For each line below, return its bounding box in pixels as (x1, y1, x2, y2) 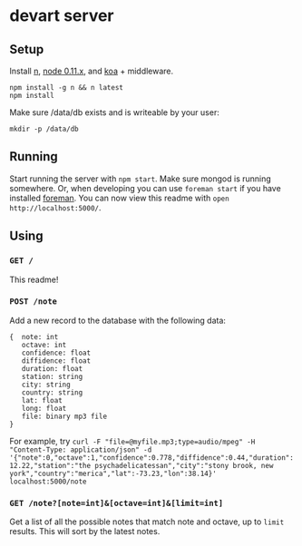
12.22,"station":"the (9, 461, 92, 470)
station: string (21, 372, 83, 381)
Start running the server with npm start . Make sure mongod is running (9, 173, 272, 184)
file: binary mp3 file (21, 412, 107, 421)
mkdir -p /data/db (9, 124, 79, 133)
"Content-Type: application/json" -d (9, 445, 152, 454)
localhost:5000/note (9, 477, 88, 486)
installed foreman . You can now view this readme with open (9, 192, 229, 203)
